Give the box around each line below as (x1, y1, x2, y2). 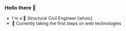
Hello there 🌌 (4, 4, 36, 11)
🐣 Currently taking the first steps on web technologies (11, 20, 122, 26)
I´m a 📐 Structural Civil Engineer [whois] (11, 15, 93, 21)
